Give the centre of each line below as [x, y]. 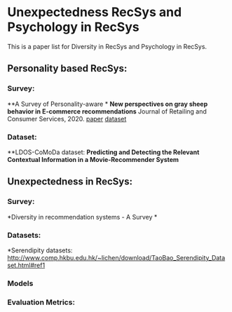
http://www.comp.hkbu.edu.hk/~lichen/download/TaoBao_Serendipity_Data [116, 257]
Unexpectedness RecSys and [95, 12]
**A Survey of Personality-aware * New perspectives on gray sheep [108, 104]
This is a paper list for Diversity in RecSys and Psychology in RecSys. [107, 46]
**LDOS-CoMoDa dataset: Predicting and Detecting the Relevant [103, 152]
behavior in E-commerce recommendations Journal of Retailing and [107, 111]
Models [20, 283]
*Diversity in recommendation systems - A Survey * [82, 217]
